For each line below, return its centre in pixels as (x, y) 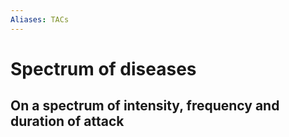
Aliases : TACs (40, 19)
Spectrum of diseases (103, 68)
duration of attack (67, 121)
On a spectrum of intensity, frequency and (145, 106)
